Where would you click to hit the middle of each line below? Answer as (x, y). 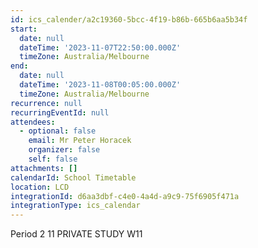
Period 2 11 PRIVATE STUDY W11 (76, 234)
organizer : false (64, 150)
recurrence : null (46, 103)
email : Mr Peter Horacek (80, 141)
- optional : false (58, 131)
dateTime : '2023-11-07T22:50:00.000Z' (100, 47)
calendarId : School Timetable (73, 177)
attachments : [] (44, 168)
